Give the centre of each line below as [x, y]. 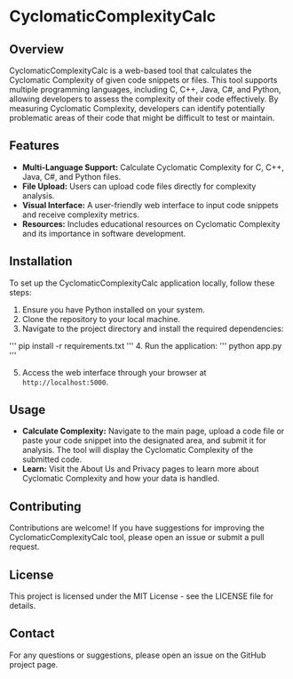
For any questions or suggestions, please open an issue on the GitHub [138, 655]
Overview [37, 49]
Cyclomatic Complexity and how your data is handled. [121, 479]
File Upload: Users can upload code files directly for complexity [139, 186]
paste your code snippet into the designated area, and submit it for [144, 441]
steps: [20, 292]
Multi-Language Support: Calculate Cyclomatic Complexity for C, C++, [153, 167]
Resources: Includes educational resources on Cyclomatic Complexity [151, 223]
